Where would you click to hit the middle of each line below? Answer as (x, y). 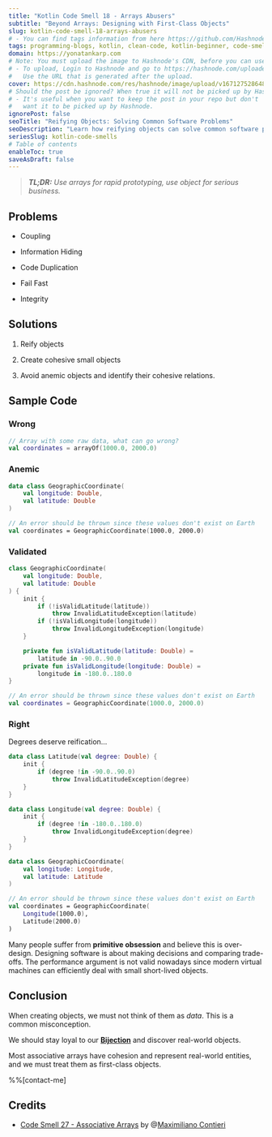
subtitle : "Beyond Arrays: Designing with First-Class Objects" (119, 24)
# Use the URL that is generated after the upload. (101, 76)
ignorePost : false (39, 114)
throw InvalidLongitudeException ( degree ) (123, 832)
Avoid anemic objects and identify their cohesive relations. (118, 375)
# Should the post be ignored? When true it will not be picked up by (130, 91)
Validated (28, 551)
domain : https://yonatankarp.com (65, 54)
